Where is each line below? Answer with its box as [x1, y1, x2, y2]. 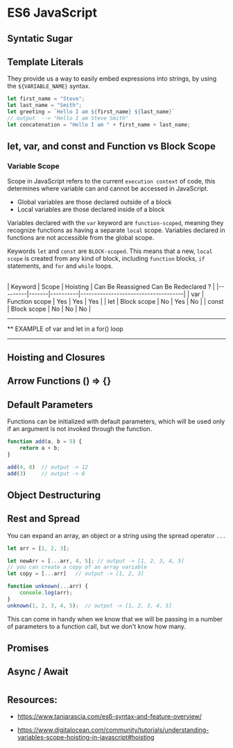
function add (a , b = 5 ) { [7, 438, 82, 446]
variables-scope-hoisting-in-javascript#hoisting [17, 733, 155, 742]
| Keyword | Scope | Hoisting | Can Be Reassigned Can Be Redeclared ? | [7, 283, 215, 291]
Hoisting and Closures [7, 351, 105, 363]
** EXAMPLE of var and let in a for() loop [7, 325, 123, 333]
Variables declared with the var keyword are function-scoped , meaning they [7, 219, 224, 227]
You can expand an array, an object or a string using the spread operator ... [7, 531, 226, 539]
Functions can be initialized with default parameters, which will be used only [7, 417, 225, 425]
